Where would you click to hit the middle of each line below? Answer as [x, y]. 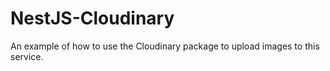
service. [27, 56]
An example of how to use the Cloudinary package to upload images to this [165, 46]
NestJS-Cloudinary [92, 18]
